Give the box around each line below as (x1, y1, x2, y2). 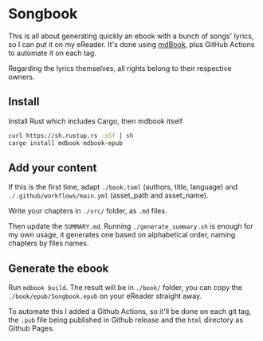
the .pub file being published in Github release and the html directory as (8, 316, 244, 325)
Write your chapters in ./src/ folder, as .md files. (8, 206, 167, 216)
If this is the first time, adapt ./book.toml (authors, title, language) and (8, 182, 238, 192)
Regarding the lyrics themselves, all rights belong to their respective (8, 63, 232, 73)
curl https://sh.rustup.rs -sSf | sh (8, 131, 134, 139)
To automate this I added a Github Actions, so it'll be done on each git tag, (8, 307, 252, 316)
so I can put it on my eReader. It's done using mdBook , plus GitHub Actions (8, 39, 255, 49)
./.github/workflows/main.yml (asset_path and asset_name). (8, 190, 209, 200)
